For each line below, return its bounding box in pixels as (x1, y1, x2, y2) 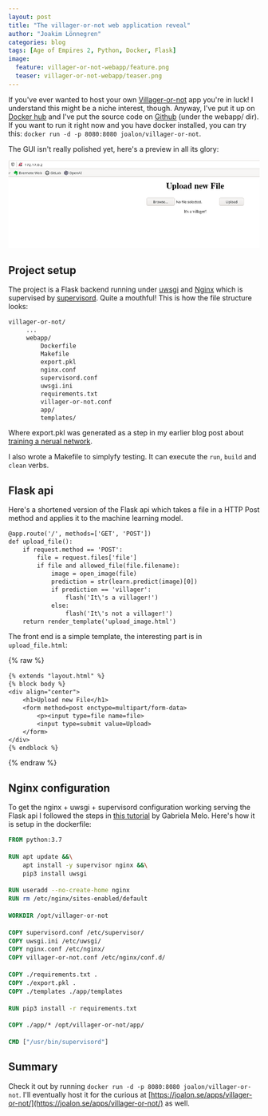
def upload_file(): (8, 538, 73, 546)
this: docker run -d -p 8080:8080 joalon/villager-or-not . (8, 129, 202, 138)
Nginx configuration (8, 781, 110, 795)
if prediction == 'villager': (50, 586, 152, 594)
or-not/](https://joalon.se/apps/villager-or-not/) (8, 1098, 164, 1108)
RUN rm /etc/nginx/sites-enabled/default (8, 895, 148, 903)
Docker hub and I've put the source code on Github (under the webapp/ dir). (8, 112, 259, 121)
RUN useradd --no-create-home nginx (8, 887, 130, 895)
